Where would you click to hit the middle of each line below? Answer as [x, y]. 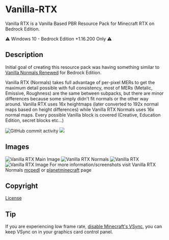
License [13, 198]
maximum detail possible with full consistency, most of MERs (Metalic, [79, 88]
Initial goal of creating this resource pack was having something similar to [82, 67]
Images [17, 147]
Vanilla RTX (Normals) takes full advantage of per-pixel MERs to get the [80, 82]
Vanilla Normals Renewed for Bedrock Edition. [53, 72]
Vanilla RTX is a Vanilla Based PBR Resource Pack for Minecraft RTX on [80, 23]
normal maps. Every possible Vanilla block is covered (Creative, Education [83, 115]
